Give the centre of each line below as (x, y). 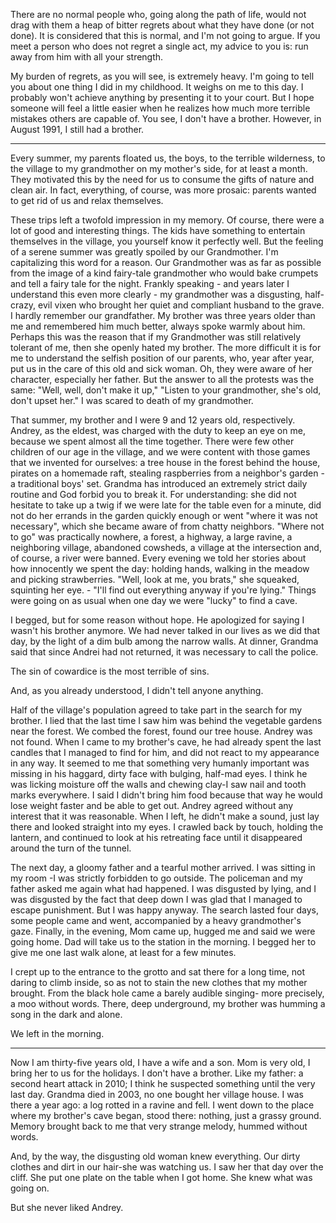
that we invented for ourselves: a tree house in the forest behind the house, (165, 462)
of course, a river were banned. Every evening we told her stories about (158, 558)
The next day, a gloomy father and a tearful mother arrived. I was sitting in (163, 867)
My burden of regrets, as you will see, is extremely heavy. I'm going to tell (162, 76)
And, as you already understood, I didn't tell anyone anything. (137, 690)
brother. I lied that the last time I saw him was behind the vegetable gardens (166, 720)
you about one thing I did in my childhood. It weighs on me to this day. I (157, 87)
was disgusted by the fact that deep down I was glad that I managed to (156, 899)
